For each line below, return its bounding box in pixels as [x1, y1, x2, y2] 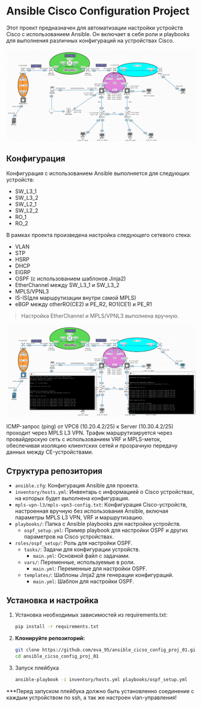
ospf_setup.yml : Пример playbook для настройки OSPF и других [23, 526, 188, 534]
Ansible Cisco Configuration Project [6, 4, 190, 18]
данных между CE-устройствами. [6, 448, 94, 455]
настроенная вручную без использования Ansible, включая [14, 507, 168, 515]
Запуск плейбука [14, 664, 59, 671]
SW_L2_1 [14, 200, 37, 208]
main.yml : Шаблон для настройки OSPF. [32, 578, 134, 585]
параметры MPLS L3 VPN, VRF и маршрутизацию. [14, 514, 144, 521]
